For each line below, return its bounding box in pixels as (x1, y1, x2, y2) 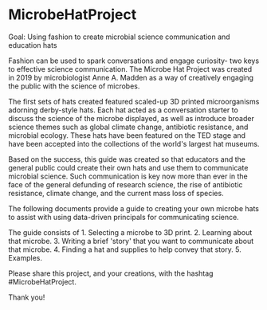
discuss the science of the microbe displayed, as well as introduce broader (8, 113, 255, 123)
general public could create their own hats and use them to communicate (8, 163, 249, 172)
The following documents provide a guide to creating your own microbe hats (8, 203, 259, 213)
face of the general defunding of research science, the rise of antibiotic (8, 179, 243, 189)
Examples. (8, 253, 42, 262)
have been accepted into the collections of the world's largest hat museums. (8, 139, 260, 148)
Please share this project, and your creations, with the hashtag (8, 269, 214, 278)
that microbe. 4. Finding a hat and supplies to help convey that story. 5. (8, 245, 241, 254)
